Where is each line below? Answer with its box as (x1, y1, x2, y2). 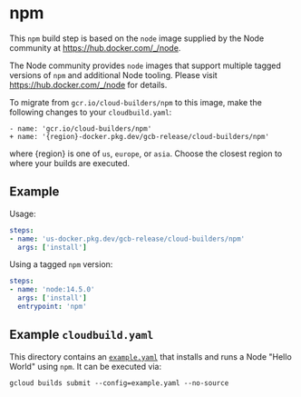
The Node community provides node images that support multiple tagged (9, 60, 281, 71)
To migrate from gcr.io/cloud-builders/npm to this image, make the (9, 96, 263, 107)
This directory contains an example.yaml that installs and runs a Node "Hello (9, 351, 292, 362)
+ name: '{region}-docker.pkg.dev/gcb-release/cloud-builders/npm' (9, 132, 270, 141)
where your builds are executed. (9, 157, 130, 168)
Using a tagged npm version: (9, 259, 113, 270)
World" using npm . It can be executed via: (9, 361, 161, 372)
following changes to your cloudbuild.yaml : (9, 106, 172, 117)
